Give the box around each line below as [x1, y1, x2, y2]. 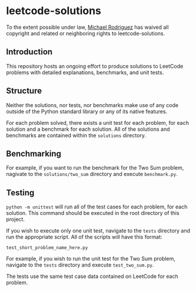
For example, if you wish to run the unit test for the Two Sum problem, [6, 255, 175, 263]
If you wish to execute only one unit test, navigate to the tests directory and [6, 227, 190, 234]
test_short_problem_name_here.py [6, 245, 88, 251]
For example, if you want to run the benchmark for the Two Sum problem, [6, 164, 184, 171]
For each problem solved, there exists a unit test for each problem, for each [6, 119, 190, 126]
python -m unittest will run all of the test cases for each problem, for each [6, 203, 188, 210]
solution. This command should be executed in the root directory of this [6, 210, 180, 217]
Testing [6, 187, 35, 198]
